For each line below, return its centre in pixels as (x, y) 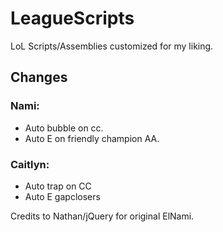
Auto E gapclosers (62, 196)
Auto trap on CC (58, 186)
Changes (39, 77)
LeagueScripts (72, 18)
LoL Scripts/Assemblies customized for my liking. (112, 46)
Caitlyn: (30, 164)
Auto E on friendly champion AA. (92, 138)
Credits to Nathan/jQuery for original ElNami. (102, 216)
